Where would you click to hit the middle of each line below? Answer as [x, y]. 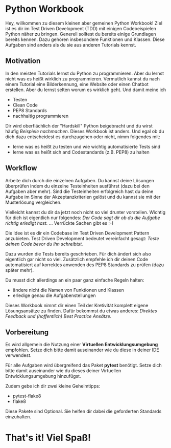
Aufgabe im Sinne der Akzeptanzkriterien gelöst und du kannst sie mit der [83, 197]
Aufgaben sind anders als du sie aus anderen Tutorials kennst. [71, 45]
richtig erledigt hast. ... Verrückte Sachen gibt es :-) [59, 223]
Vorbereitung [27, 332]
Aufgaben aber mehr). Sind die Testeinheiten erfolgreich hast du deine [79, 191]
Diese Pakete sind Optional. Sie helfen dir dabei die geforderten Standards [83, 411]
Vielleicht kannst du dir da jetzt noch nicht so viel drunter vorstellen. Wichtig [86, 212]
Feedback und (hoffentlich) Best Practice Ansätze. [58, 316]
